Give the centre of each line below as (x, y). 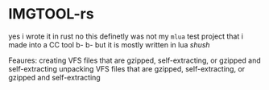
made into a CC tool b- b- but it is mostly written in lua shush (110, 44)
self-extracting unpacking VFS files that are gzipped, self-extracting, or (127, 68)
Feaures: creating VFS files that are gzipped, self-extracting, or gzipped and (135, 60)
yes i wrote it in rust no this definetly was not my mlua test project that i (126, 36)
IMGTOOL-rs (51, 14)
